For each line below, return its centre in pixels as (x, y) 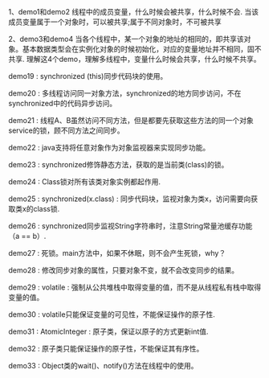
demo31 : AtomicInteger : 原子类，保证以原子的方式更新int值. (108, 331)
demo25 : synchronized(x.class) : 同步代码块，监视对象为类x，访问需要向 (130, 199)
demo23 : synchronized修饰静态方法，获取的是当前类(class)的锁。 (118, 164)
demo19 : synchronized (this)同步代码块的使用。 (88, 76)
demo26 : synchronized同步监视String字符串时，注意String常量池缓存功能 (130, 226)
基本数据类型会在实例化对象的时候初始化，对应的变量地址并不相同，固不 (142, 49)
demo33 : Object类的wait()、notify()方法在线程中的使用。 (103, 366)
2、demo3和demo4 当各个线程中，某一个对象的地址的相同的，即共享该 (126, 39)
